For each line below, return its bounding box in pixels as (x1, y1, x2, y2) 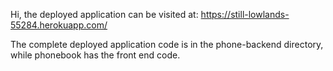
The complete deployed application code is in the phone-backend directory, (10, 39, 324, 50)
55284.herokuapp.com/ (10, 19, 108, 31)
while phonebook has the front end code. (10, 49, 181, 61)
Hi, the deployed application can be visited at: (10, 9, 199, 20)
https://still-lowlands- (200, 9, 290, 20)
